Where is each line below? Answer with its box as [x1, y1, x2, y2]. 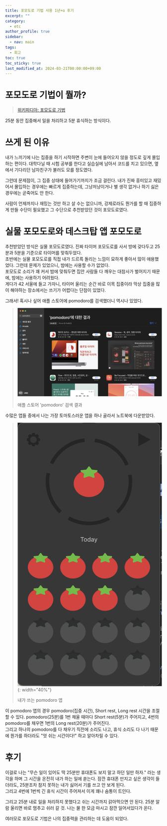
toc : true [5, 55, 26, 60]
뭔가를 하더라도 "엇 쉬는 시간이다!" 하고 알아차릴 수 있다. [10, 732, 119, 738]
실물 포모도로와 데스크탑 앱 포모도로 [5, 226, 142, 237]
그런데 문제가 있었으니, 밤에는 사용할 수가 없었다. [15, 262, 110, 268]
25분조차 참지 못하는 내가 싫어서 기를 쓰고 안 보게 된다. [19, 782, 126, 788]
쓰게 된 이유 [5, 137, 50, 148]
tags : [5, 45, 16, 50]
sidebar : [5, 34, 23, 39]
